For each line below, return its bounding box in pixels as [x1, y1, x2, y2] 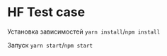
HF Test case [7, 4, 86, 20]
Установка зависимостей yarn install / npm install [7, 27, 161, 36]
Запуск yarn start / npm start [7, 41, 93, 49]
